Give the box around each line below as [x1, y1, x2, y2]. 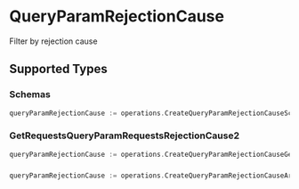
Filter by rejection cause [9, 36, 98, 46]
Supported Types [9, 62, 109, 77]
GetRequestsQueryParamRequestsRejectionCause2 [9, 129, 240, 142]
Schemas [9, 88, 51, 101]
